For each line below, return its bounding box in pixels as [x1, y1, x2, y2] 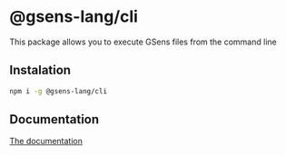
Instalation [9, 63, 71, 78]
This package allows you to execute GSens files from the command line [9, 36, 277, 47]
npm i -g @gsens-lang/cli [9, 86, 107, 96]
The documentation [9, 136, 84, 147]
